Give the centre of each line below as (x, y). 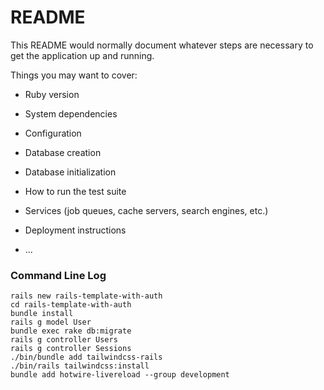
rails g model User (51, 322)
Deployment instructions (75, 230)
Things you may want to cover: (74, 75)
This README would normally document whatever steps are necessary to (162, 45)
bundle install (42, 314)
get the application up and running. (82, 55)
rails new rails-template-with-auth (86, 296)
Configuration (53, 133)
